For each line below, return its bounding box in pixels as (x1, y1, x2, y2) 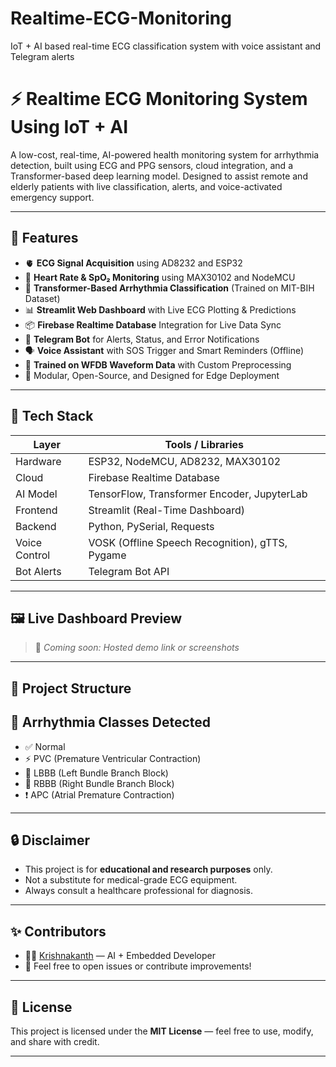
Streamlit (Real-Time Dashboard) (88, 503, 246, 517)
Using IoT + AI (10, 116, 129, 139)
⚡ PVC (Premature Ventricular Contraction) (24, 752, 202, 764)
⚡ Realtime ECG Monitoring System (10, 88, 308, 111)
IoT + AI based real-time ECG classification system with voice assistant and (10, 40, 322, 52)
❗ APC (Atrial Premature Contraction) (24, 788, 175, 801)
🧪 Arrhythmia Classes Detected (10, 714, 212, 731)
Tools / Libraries (164, 437, 245, 451)
